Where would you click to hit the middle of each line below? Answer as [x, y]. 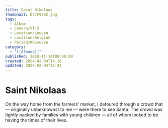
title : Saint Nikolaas [29, 10]
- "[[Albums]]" [26, 51]
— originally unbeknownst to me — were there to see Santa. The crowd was [84, 109]
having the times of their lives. [36, 120]
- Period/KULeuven [29, 42]
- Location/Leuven [29, 33]
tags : [11, 19]
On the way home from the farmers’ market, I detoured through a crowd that [84, 104]
